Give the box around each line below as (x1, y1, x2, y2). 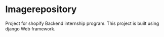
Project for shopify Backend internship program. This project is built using (5, 20, 159, 26)
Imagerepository (5, 4, 77, 15)
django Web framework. (5, 25, 56, 31)
